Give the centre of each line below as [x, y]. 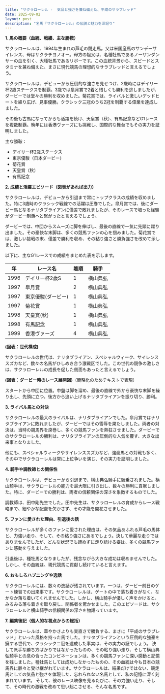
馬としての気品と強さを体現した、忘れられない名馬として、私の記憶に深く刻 [82, 674]
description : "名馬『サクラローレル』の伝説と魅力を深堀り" [60, 23]
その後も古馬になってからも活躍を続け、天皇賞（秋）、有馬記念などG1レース [82, 119]
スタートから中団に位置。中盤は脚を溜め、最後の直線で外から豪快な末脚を [80, 391]
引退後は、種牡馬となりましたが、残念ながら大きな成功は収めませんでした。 [82, 559]
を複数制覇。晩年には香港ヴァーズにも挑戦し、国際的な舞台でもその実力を [80, 125]
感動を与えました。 [33, 548]
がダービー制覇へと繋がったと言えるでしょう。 [52, 216]
